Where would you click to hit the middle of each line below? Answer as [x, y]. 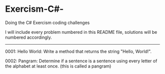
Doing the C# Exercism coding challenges [47, 23]
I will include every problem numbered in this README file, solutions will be [81, 32]
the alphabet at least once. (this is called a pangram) [58, 66]
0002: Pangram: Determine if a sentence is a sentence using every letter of [81, 61]
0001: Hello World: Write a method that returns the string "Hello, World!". [78, 51]
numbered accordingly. [29, 37]
